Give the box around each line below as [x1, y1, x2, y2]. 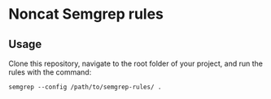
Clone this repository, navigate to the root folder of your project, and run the [8, 58, 263, 68]
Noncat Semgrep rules [8, 5, 164, 24]
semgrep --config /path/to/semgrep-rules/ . [8, 83, 162, 91]
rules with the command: [8, 67, 92, 77]
